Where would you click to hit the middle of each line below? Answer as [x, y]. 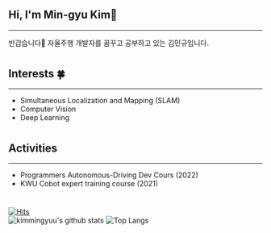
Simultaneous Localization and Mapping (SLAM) [100, 101]
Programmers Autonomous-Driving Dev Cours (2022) [109, 175]
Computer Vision [48, 109]
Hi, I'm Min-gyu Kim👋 [63, 15]
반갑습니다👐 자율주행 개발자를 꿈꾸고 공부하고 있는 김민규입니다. [109, 43]
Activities [33, 148]
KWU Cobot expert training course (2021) [89, 184]
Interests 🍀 [37, 74]
